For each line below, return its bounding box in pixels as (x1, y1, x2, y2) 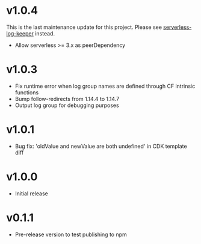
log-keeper (6, 29, 34, 37)
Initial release (14, 190, 48, 197)
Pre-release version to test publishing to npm (14, 231, 128, 238)
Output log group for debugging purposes (14, 102, 119, 109)
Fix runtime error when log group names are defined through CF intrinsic (14, 82, 196, 90)
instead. (35, 29, 55, 37)
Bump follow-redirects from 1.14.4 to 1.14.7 (14, 95, 120, 102)
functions (14, 88, 39, 96)
